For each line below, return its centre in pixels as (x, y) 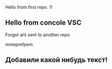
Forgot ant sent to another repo (38, 35)
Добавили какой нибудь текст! (57, 60)
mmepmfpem (19, 44)
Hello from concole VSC (43, 23)
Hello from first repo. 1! (29, 7)
